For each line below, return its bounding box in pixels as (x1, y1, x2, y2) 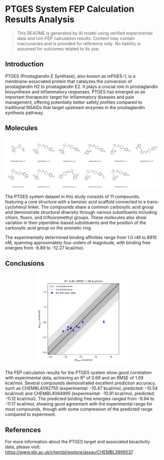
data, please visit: (5, 444, 41, 450)
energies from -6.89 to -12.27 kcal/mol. (5, 245, 84, 251)
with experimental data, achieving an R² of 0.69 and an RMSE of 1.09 (5, 375, 143, 381)
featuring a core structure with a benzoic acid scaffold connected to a (5, 199, 146, 205)
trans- (146, 199, 160, 205)
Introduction (5, 60, 44, 68)
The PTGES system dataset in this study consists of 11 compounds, (5, 194, 141, 200)
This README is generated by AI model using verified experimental (17, 30, 153, 36)
